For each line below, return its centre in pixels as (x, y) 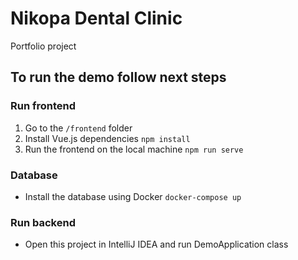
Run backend (43, 222)
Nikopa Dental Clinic (96, 18)
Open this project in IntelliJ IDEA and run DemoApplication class (156, 244)
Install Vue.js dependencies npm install (107, 138)
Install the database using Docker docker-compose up (133, 196)
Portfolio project (43, 46)
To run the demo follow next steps (118, 77)
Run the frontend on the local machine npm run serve (134, 149)
